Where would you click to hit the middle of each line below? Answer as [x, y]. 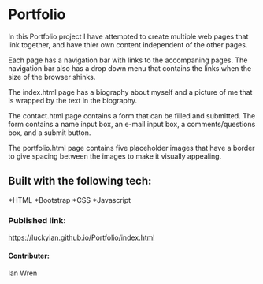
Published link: [37, 220]
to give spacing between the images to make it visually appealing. [115, 156]
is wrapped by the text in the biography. [73, 100]
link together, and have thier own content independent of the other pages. [128, 44]
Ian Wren [23, 273]
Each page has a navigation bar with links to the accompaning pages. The [128, 60]
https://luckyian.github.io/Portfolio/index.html [81, 237]
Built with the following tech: [80, 181]
